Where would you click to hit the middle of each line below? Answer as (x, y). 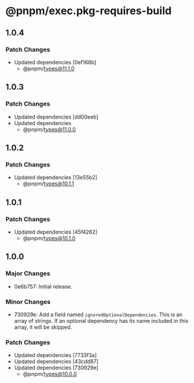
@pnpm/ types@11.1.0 (49, 68)
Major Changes (28, 274)
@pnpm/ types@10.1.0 (49, 238)
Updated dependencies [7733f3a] (55, 355)
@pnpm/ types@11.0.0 (49, 129)
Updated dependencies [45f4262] (56, 232)
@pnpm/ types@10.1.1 (48, 184)
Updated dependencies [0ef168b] (55, 62)
